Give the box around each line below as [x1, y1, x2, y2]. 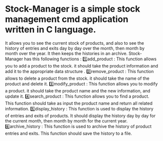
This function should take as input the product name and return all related [5, 100, 153, 106]
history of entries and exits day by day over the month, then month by [5, 45, 145, 51]
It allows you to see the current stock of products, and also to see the [5, 40, 145, 46]
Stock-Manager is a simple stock [5, 3, 140, 15]
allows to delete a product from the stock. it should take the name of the [5, 75, 150, 81]
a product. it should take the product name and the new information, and [5, 88, 151, 93]
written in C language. [5, 24, 96, 35]
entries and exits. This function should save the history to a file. [5, 130, 132, 136]
